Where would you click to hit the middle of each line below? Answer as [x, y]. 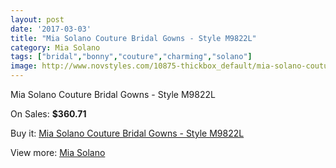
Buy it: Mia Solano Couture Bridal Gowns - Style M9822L [127, 133]
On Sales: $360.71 [48, 114]
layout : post [37, 19]
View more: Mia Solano [58, 152]
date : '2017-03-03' [51, 29]
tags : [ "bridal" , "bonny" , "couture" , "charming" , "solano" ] [131, 57]
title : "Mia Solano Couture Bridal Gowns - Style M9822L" [133, 38]
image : [24, 66]
